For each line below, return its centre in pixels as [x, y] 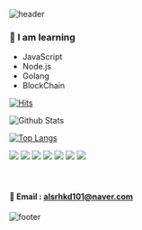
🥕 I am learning [43, 37]
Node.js [37, 67]
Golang [35, 76]
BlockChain [44, 86]
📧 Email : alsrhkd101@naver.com [71, 196]
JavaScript [42, 57]
